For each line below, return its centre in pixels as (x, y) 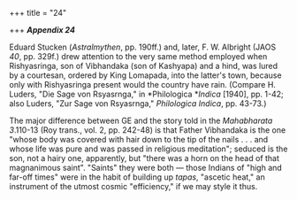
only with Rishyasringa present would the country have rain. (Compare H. (143, 85)
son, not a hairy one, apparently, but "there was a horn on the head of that (145, 158)
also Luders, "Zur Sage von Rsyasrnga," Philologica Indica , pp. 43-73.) (138, 104)
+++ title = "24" (38, 13)
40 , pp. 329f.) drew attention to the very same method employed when (138, 56)
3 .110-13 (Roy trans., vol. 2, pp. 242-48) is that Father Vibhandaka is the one (148, 130)
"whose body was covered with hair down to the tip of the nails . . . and (139, 139)
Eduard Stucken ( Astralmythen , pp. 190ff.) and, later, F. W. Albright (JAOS (143, 47)
